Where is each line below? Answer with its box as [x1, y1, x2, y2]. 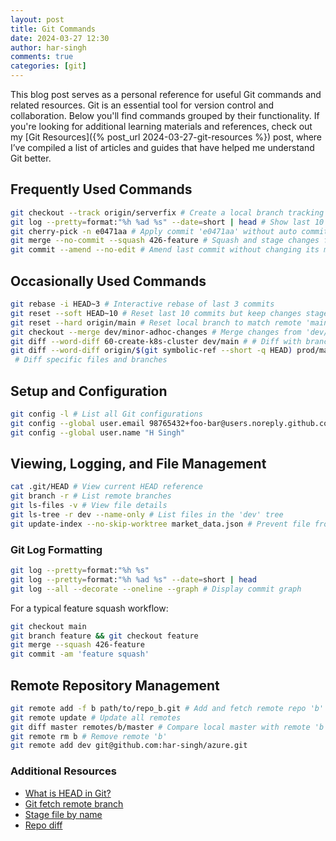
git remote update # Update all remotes [10, 712, 182, 723]
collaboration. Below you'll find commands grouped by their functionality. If [10, 110, 320, 121]
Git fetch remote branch [24, 797, 124, 810]
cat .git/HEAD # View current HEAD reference [10, 482, 203, 492]
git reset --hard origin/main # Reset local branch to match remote [10, 317, 302, 328]
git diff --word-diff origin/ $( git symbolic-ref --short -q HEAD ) [10, 346, 293, 356]
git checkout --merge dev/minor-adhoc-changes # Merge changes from [10, 327, 302, 337]
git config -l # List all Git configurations [10, 409, 203, 419]
